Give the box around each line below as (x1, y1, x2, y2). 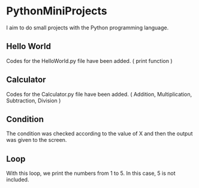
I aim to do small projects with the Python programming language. (6, 24, 169, 31)
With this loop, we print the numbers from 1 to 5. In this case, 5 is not (6, 169, 176, 177)
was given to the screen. (6, 137, 67, 144)
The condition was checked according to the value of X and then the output (6, 130, 193, 137)
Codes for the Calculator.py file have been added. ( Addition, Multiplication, (6, 90, 192, 98)
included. (6, 176, 29, 183)
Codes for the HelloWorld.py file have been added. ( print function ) (6, 57, 173, 64)
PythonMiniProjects (6, 4, 108, 18)
